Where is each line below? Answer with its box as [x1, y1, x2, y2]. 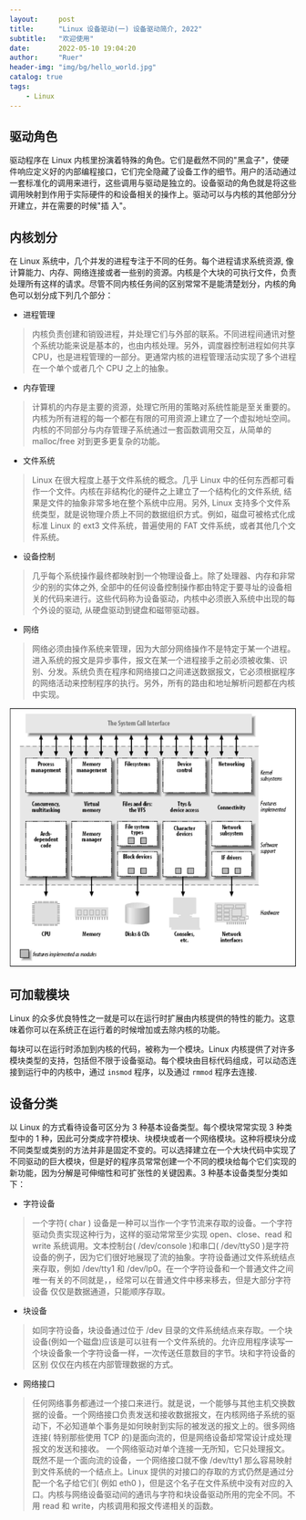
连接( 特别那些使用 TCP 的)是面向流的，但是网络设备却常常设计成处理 [31, 1432, 292, 1443]
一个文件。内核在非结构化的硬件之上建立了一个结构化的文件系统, [39, 486, 282, 497]
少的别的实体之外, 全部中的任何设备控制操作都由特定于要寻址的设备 [31, 582, 284, 593]
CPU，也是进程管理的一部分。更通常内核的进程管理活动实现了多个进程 [31, 351, 297, 362]
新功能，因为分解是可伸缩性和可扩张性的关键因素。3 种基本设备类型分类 [9, 1168, 280, 1179]
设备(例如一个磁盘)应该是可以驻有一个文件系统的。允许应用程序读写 [31, 1337, 286, 1348]
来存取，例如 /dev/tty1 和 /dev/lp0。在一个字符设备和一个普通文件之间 [31, 1264, 294, 1275]
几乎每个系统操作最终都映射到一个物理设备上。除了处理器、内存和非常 [31, 570, 296, 581]
